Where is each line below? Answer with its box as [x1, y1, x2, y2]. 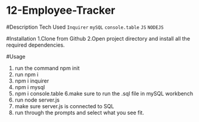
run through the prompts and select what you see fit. [14, 109, 144, 116]
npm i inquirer [14, 77, 49, 84]
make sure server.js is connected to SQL [14, 102, 114, 109]
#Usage [6, 53, 26, 60]
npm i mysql [14, 83, 45, 90]
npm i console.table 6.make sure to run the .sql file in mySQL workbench [14, 90, 194, 97]
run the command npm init [14, 64, 80, 72]
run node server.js [14, 96, 60, 103]
